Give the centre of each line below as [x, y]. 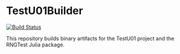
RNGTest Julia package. [36, 45]
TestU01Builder [45, 11]
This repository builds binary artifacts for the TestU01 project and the [90, 38]
